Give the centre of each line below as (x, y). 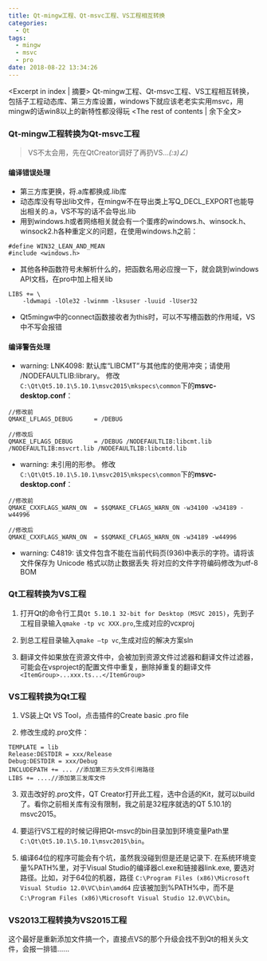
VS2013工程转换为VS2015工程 (68, 920)
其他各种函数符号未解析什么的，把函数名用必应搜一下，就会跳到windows (139, 269)
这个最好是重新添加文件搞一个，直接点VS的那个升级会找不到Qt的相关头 (125, 939)
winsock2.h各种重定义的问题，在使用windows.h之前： (109, 231)
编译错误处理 (29, 172)
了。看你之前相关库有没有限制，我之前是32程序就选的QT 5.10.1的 (126, 804)
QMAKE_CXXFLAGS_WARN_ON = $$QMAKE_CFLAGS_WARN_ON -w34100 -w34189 (123, 508)
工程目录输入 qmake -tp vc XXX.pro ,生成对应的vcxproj (107, 623)
